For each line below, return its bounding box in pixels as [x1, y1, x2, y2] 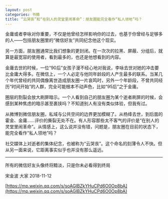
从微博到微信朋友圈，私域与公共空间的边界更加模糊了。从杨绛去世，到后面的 [5, 111, 163, 117]
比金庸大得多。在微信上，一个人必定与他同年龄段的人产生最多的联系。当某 [5, 71, 158, 77]
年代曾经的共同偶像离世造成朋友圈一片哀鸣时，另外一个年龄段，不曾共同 [9, 77, 158, 83]
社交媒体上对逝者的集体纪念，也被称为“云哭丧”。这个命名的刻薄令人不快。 [5, 141, 158, 147]
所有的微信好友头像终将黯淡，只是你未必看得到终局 [5, 162, 110, 168]
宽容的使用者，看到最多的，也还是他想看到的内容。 [18, 54, 123, 60]
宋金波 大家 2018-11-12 [5, 173, 52, 179]
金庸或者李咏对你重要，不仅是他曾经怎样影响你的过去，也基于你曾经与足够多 [5, 31, 163, 37]
